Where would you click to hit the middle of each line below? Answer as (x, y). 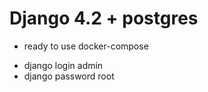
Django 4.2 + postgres (104, 18)
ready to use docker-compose (86, 46)
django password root (69, 76)
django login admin (63, 65)
